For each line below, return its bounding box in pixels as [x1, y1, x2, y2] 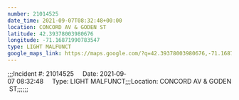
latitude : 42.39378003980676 [7, 30, 94, 38]
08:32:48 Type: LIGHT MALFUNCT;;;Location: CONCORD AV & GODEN [16, 77, 232, 85]
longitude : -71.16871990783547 [7, 37, 100, 44]
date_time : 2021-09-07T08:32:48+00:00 [7, 17, 122, 24]
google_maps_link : [7, 50, 62, 57]
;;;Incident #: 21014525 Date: [7, 69, 98, 78]
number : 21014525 [7, 10, 59, 18]
